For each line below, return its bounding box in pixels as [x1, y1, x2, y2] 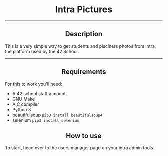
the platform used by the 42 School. [5, 48, 79, 54]
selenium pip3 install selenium [12, 117, 80, 123]
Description [65, 30, 103, 38]
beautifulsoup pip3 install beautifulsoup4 [12, 112, 103, 118]
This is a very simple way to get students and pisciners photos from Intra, [5, 43, 156, 49]
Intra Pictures [55, 4, 113, 15]
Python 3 [12, 106, 31, 112]
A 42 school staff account [12, 90, 66, 96]
